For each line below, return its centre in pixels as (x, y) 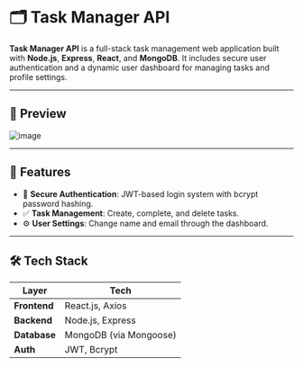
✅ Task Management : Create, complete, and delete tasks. (131, 213)
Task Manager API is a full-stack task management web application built (144, 48)
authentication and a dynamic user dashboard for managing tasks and (140, 67)
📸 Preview (38, 114)
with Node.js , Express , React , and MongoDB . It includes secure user (138, 58)
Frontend (34, 306)
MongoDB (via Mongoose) (121, 336)
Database (35, 336)
